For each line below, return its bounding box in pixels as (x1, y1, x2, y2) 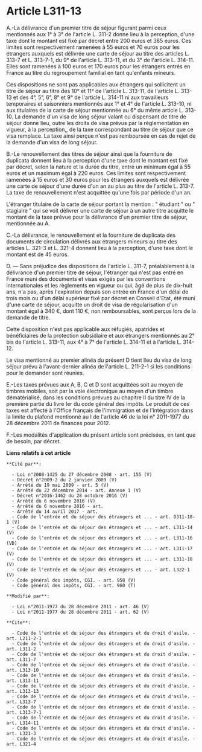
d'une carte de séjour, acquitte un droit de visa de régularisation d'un (6, 301, 178, 308)
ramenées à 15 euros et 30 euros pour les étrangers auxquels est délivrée (6, 176, 189, 183)
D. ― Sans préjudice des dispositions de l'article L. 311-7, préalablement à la (6, 262, 195, 269)
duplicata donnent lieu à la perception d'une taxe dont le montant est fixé (6, 156, 188, 164)
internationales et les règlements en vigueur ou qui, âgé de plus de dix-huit (6, 281, 193, 289)
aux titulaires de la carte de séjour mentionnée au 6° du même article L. (6, 106, 184, 114)
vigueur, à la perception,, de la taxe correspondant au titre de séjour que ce (6, 126, 194, 133)
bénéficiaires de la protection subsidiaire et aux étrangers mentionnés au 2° (6, 332, 195, 339)
